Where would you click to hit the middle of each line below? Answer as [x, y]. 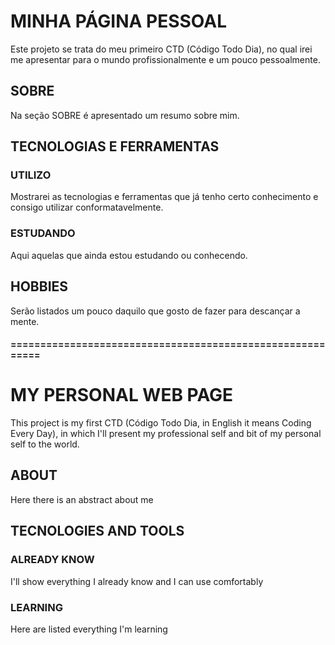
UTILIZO [31, 175]
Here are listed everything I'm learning [89, 629]
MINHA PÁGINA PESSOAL [118, 21]
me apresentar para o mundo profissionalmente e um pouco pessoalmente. [165, 59]
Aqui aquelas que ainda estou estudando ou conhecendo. [129, 255]
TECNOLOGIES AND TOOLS [97, 531]
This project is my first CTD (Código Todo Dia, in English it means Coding [161, 423]
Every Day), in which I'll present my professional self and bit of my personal [166, 434]
